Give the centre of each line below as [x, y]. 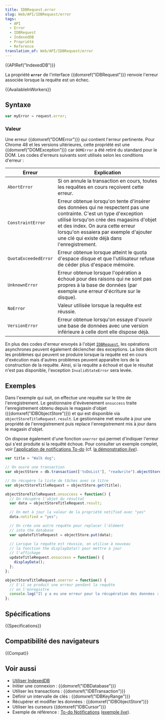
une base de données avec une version [103, 326]
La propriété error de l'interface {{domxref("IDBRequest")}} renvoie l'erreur [82, 74]
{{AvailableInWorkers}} [28, 89]
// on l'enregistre [29, 589]
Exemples [20, 386]
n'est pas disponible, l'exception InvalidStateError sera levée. [69, 370]
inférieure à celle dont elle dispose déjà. [104, 332]
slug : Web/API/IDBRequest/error [38, 14]
